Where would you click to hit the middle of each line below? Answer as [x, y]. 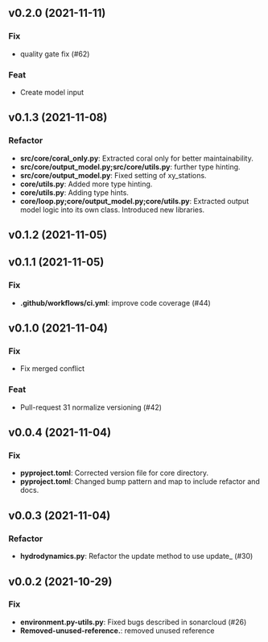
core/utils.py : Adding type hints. [74, 192]
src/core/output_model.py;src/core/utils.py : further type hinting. [130, 167]
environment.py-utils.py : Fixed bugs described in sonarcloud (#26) [133, 622]
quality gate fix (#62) [55, 54]
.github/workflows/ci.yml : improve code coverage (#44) [115, 302]
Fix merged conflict [52, 369]
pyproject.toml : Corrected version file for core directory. [114, 473]
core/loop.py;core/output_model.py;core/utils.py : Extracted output [134, 201]
